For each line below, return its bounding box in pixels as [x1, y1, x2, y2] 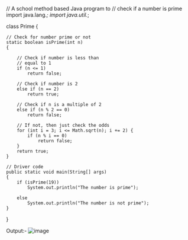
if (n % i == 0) [27, 133, 67, 139]
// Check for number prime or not [6, 34, 92, 40]
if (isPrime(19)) [17, 180, 60, 185]
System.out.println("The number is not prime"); [27, 200, 150, 206]
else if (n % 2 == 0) [17, 107, 70, 113]
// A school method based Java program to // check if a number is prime [6, 5, 182, 12]
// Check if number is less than [17, 55, 99, 61]
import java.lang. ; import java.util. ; [6, 11, 90, 18]
